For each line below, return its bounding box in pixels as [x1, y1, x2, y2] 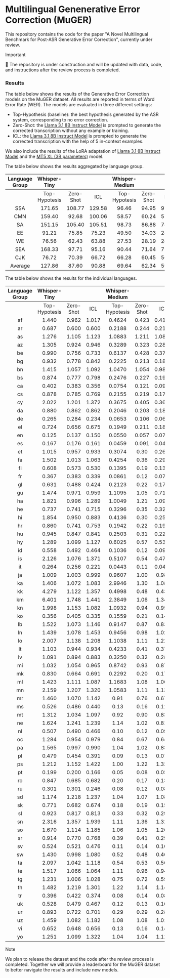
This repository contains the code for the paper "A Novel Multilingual [5, 31, 148, 37]
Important [5, 52, 26, 58]
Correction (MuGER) [5, 14, 92, 26]
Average [10, 262, 30, 269]
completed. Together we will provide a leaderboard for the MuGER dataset [5, 961, 160, 967]
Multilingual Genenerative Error [5, 4, 141, 15]
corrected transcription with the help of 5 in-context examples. [12, 138, 144, 145]
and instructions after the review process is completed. [5, 67, 120, 73]
